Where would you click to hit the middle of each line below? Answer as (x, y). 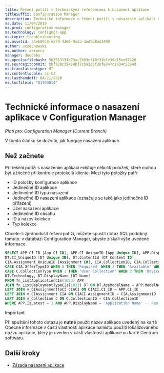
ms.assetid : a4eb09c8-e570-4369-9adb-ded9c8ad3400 (58, 42)
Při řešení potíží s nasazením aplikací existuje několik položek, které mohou (81, 168)
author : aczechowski (26, 46)
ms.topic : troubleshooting (32, 37)
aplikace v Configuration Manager (76, 117)
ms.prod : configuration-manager (38, 28)
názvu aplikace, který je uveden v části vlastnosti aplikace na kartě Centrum (82, 332)
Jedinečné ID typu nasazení (40, 193)
